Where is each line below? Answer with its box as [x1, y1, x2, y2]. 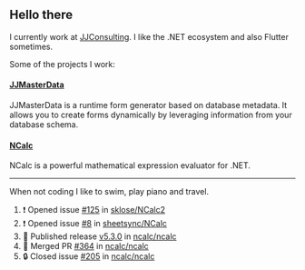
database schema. [9, 119, 79, 130]
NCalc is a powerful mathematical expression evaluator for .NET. [9, 160, 251, 171]
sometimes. [9, 41, 54, 52]
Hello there [9, 7, 74, 23]
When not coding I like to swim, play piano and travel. [9, 186, 210, 197]
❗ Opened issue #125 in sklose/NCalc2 [22, 205, 166, 215]
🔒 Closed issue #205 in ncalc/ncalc [22, 251, 155, 262]
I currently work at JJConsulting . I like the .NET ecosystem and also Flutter [9, 31, 289, 42]
